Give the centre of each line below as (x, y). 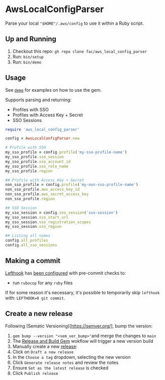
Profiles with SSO (30, 109)
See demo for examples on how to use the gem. (54, 90)
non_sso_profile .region (30, 199)
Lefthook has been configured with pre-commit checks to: (66, 273)
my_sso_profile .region (29, 171)
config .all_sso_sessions (31, 245)
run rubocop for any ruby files (43, 283)
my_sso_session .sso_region (33, 227)
